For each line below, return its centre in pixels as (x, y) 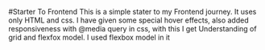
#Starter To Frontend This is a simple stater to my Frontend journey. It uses (132, 12)
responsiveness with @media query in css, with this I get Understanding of (132, 29)
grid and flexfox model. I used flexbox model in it (89, 37)
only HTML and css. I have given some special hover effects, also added (128, 20)
